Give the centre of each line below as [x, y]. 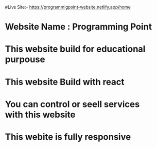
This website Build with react [65, 82]
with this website [40, 115]
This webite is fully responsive [68, 137]
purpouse [25, 59]
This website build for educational [75, 49]
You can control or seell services [72, 104]
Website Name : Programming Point [78, 27]
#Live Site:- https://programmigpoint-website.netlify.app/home [68, 7]
